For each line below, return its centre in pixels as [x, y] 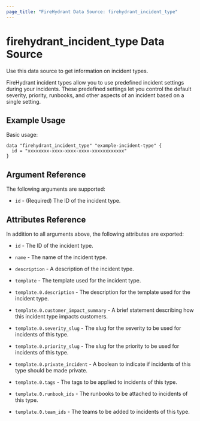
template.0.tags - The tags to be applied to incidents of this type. [96, 382]
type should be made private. [51, 370]
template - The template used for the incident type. [78, 280]
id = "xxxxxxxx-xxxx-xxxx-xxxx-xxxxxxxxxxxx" [69, 151]
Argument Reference [46, 175]
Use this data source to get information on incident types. [77, 71]
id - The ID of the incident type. [54, 246]
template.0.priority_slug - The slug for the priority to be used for [97, 346]
